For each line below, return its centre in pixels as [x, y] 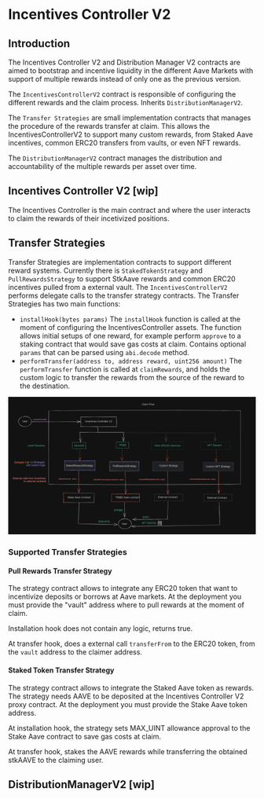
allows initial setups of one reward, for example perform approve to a [130, 335]
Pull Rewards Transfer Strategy [60, 570]
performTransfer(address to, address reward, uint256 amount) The [130, 361]
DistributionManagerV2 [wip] [81, 784]
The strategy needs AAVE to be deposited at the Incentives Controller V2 [126, 696]
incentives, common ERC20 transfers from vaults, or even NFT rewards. [125, 143]
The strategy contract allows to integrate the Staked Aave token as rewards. [131, 687]
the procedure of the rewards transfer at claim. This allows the [109, 126]
